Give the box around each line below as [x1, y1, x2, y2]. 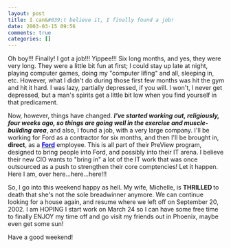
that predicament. [8, 98, 58, 106]
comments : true [8, 29, 52, 36]
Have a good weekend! [8, 233, 74, 241]
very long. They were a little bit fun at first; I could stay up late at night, [8, 62, 208, 70]
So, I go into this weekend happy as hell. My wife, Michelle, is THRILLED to [8, 183, 219, 192]
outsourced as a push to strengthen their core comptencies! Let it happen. [8, 163, 219, 171]
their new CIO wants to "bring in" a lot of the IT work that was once [8, 155, 198, 164]
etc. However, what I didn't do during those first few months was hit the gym [8, 76, 225, 84]
